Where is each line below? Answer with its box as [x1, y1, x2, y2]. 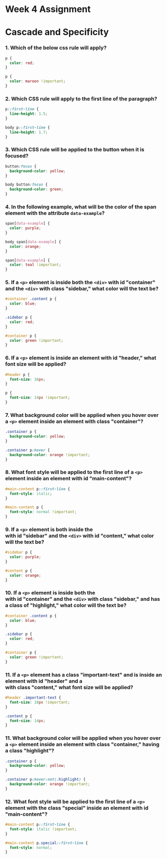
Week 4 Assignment [5, 4, 91, 15]
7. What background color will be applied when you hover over [5, 411, 159, 418]
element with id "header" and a [5, 678, 83, 685]
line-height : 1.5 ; [9, 111, 48, 116]
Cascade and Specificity [5, 27, 109, 38]
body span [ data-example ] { [5, 239, 61, 244]
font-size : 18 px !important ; [9, 700, 70, 705]
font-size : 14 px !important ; [9, 395, 70, 400]
